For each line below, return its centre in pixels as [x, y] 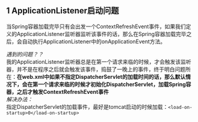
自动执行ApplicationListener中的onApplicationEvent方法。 [94, 41]
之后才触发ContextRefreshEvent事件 [63, 91]
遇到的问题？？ [25, 54]
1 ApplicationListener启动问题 [63, 11]
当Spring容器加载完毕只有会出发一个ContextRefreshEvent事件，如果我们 [96, 26]
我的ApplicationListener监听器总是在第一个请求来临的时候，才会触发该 [94, 61]
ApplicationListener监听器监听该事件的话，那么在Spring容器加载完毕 [101, 34]
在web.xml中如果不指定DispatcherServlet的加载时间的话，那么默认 [101, 76]
